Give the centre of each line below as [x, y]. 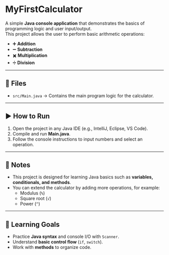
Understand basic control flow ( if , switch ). [58, 242]
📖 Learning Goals [32, 225]
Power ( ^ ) [30, 204]
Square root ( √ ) [36, 199]
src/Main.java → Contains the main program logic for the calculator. [83, 95]
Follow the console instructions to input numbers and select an [77, 139]
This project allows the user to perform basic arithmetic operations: [75, 34]
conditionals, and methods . [42, 182]
